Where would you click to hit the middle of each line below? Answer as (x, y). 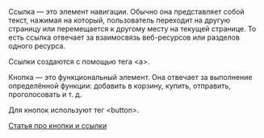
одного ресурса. (37, 46)
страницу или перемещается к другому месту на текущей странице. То (132, 29)
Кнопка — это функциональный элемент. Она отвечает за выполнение (130, 77)
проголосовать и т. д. (45, 94)
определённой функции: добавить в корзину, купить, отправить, (120, 86)
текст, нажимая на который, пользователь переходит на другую (119, 20)
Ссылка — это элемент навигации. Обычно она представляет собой (126, 12)
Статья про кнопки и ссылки (58, 125)
